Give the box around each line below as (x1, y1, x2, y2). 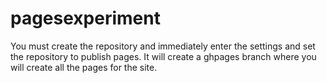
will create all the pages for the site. (10, 61, 158, 73)
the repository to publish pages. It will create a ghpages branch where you (10, 50, 317, 62)
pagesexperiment (10, 7, 161, 30)
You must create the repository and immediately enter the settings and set (10, 40, 316, 52)
